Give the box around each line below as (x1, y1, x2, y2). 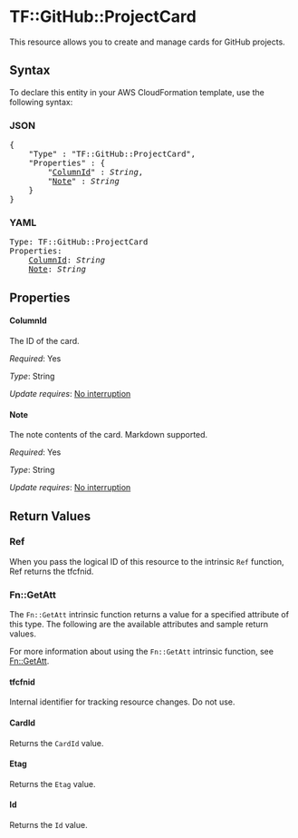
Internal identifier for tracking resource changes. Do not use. (9, 696, 236, 707)
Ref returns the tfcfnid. (9, 566, 94, 577)
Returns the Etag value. (9, 778, 96, 789)
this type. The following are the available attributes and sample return (9, 619, 269, 630)
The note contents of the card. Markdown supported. (9, 429, 208, 440)
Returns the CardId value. (9, 737, 104, 748)
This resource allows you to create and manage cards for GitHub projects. (9, 36, 285, 47)
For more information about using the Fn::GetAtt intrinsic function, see (9, 646, 274, 657)
